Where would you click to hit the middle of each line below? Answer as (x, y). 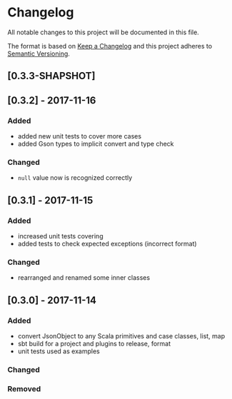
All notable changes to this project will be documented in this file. (104, 32)
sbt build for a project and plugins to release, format (94, 343)
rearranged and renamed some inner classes (84, 278)
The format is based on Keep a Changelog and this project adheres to (110, 46)
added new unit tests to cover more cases (79, 136)
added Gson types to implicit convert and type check (96, 144)
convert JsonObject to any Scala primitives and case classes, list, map (121, 335)
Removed (24, 388)
